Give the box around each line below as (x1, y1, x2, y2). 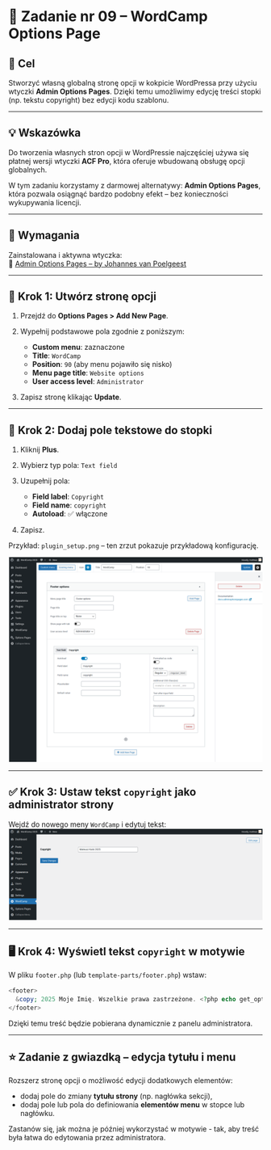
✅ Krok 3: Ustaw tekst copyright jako (8, 786, 197, 799)
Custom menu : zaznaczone (31, 343, 125, 352)
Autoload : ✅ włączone (31, 509, 108, 519)
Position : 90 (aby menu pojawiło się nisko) (31, 360, 173, 369)
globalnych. (8, 165, 48, 175)
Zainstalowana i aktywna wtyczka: (8, 250, 123, 259)
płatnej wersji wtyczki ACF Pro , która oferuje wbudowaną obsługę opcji (8, 156, 245, 166)
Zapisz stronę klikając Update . (19, 392, 122, 402)
